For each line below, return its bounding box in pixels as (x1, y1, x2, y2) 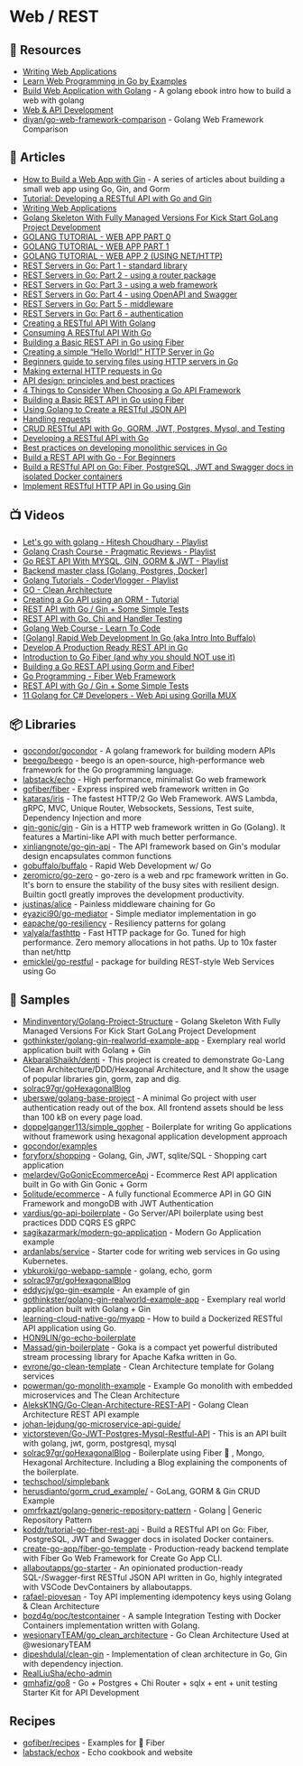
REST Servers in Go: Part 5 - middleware (22, 298, 174, 309)
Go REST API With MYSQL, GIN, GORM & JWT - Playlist (22, 555, 229, 566)
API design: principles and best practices (22, 374, 176, 385)
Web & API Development (22, 105, 115, 115)
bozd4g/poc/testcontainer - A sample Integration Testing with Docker (22, 1611, 281, 1622)
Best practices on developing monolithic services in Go (22, 442, 228, 453)
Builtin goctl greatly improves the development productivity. (22, 889, 245, 900)
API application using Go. (22, 1323, 117, 1334)
